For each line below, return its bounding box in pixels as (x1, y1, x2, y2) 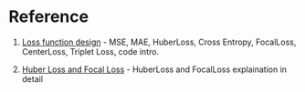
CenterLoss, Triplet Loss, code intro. (21, 46, 160, 56)
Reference (8, 6, 89, 27)
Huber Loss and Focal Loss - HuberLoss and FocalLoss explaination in (21, 64, 288, 75)
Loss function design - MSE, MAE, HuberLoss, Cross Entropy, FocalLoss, (21, 36, 297, 47)
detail (21, 73, 43, 84)
